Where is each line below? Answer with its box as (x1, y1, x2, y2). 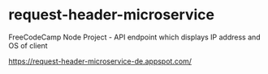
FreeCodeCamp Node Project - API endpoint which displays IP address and (8, 32, 262, 42)
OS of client (8, 40, 48, 50)
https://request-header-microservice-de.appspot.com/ (8, 56, 192, 66)
